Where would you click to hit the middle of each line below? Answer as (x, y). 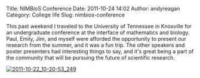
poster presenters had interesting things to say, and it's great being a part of (100, 51)
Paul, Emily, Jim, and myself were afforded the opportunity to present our (96, 39)
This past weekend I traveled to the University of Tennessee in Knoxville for (99, 26)
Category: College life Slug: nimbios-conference (66, 15)
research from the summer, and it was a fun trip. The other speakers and (96, 45)
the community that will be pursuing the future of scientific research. (90, 58)
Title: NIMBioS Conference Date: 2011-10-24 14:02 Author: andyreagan (93, 9)
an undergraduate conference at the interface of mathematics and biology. (98, 32)
